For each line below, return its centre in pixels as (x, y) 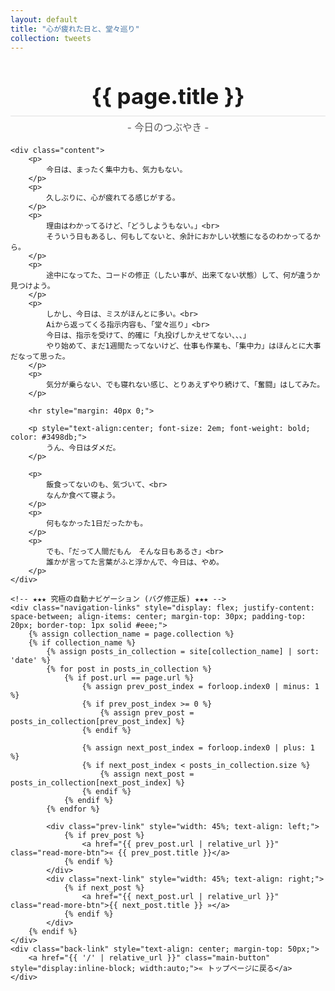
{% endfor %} (73, 809)
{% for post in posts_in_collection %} (129, 669)
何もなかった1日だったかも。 (97, 524)
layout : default (44, 19)
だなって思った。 (40, 357)
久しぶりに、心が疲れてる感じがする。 (113, 198)
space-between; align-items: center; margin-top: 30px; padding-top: (158, 617)
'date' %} (31, 661)
